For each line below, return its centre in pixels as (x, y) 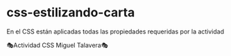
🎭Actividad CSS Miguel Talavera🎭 (57, 45)
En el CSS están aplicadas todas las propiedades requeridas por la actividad (115, 31)
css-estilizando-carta (71, 13)
